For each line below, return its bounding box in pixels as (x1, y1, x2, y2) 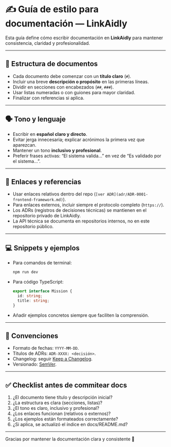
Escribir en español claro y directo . (12, 131, 88, 137)
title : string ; (17, 298, 50, 303)
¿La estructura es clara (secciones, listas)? (12, 400, 103, 406)
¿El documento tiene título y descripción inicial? (12, 395, 113, 401)
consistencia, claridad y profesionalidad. (5, 40, 90, 46)
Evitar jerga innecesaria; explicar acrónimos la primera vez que (12, 136, 145, 143)
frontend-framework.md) (12, 198, 64, 203)
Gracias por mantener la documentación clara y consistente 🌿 (5, 436, 135, 442)
